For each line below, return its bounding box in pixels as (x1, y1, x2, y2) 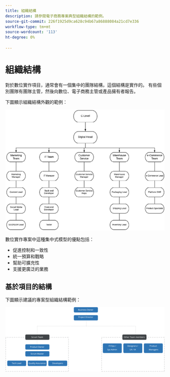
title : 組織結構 (5, 8, 36, 13)
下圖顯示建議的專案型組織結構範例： (5, 297, 81, 303)
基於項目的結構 (5, 282, 52, 291)
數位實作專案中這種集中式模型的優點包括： (5, 236, 94, 242)
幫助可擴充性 (12, 260, 39, 266)
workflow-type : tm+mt (5, 24, 51, 29)
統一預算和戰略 (12, 254, 44, 260)
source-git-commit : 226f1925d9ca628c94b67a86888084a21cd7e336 (5, 19, 139, 24)
